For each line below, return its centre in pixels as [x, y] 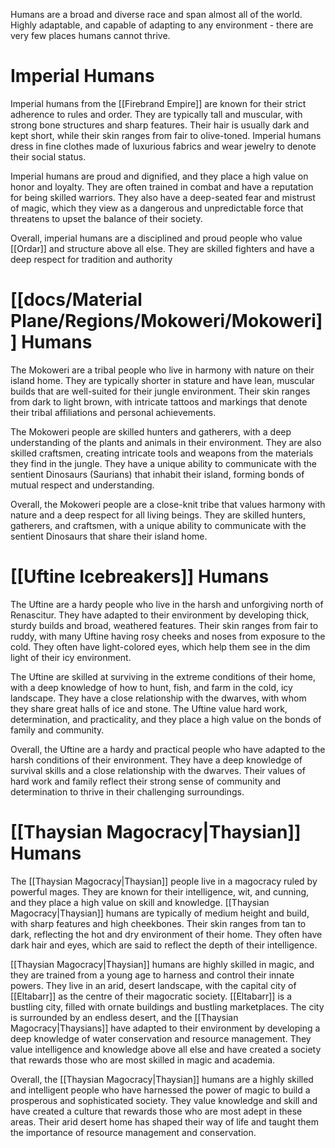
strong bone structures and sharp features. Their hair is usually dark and [160, 125]
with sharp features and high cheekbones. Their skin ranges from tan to [158, 923]
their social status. [48, 156]
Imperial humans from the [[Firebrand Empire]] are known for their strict [158, 103]
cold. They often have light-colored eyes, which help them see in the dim [160, 646]
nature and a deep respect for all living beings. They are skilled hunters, [158, 515]
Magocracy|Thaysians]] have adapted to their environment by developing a [165, 1028]
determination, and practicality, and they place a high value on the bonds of [166, 719]
